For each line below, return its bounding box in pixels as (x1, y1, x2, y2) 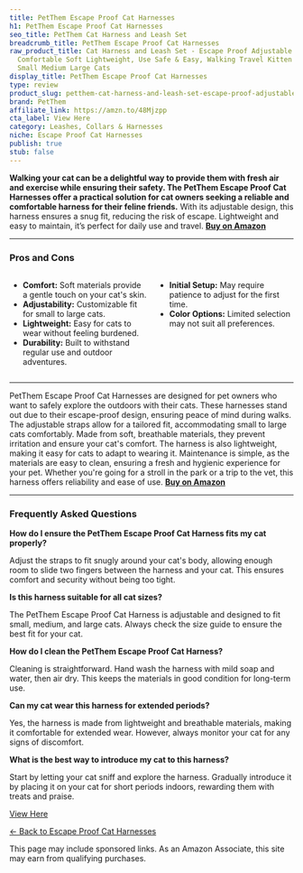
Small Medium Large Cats (17, 64, 111, 73)
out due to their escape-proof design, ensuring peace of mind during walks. (9, 409, 291, 420)
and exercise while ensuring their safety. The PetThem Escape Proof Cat (9, 181, 287, 192)
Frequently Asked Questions (9, 507, 137, 520)
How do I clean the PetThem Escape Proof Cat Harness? (9, 646, 224, 657)
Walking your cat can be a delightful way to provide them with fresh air (9, 172, 280, 183)
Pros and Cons (9, 251, 75, 264)
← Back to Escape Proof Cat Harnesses (9, 826, 157, 837)
